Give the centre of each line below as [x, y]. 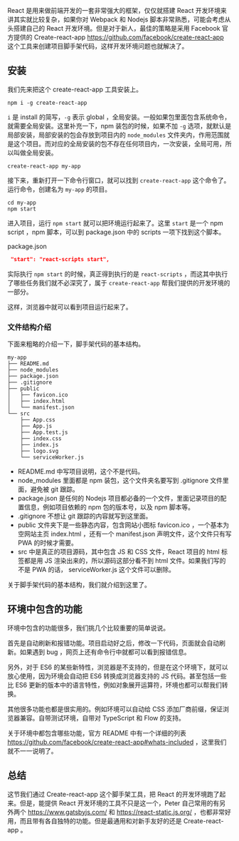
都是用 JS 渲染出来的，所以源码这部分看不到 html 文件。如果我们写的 [125, 560]
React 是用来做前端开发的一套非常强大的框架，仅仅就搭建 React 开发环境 [114, 10]
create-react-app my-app [44, 166]
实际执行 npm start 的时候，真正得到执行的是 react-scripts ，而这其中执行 [118, 274]
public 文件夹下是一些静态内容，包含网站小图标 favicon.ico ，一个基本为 [123, 525]
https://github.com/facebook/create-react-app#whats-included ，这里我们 [117, 742]
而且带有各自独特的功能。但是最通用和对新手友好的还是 [101, 821]
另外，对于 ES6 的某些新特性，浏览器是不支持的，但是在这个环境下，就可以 [118, 667]
